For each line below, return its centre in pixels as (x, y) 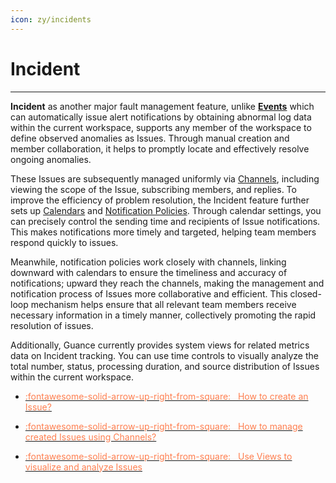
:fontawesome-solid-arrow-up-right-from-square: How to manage (163, 426)
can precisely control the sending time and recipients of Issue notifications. (165, 221)
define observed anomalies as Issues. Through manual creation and (150, 138)
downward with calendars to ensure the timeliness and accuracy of (149, 272)
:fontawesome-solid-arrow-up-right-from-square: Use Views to (158, 456)
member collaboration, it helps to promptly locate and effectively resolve (160, 148)
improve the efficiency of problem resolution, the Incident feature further (160, 200)
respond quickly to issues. (64, 242)
